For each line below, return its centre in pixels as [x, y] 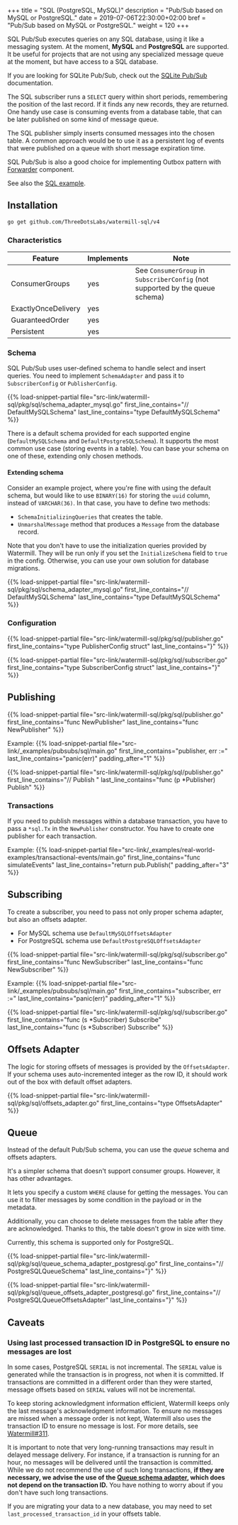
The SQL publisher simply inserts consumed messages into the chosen [111, 133]
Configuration [32, 623]
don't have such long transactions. [58, 1492]
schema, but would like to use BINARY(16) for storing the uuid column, [109, 495]
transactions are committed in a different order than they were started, [110, 1382]
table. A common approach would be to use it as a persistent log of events [116, 141]
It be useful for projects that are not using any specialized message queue [116, 54]
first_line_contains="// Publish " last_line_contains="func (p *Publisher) [112, 779]
